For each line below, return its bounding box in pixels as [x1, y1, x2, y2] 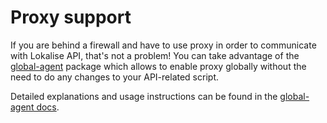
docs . [36, 101, 60, 113]
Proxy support [10, 6, 132, 29]
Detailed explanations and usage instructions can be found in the [10, 90, 278, 102]
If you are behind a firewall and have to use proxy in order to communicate [10, 39, 317, 51]
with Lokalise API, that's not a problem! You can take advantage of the [10, 49, 300, 61]
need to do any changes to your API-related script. [10, 71, 219, 83]
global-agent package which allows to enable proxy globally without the [10, 60, 307, 72]
